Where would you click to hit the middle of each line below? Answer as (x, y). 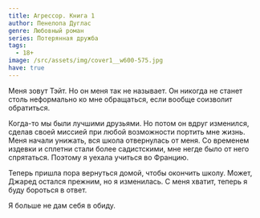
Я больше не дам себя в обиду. (62, 205)
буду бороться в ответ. (48, 190)
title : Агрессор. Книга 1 (51, 16)
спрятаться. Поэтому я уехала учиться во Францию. (99, 157)
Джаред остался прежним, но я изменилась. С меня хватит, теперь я (128, 181)
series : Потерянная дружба (53, 38)
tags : (17, 46)
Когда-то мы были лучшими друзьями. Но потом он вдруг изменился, (129, 123)
